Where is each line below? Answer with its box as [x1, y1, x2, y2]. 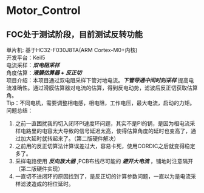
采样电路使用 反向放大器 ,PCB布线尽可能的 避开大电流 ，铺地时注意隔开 [15, 158, 193, 165]
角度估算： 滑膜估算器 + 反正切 [6, 69, 82, 76]
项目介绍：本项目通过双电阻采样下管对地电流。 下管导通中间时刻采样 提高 [6, 77, 189, 83]
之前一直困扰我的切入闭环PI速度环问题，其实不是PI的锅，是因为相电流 [15, 120, 190, 127]
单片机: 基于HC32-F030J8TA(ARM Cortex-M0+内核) [6, 47, 138, 53]
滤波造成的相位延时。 [20, 180, 74, 188]
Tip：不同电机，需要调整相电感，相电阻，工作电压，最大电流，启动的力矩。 [6, 99, 195, 106]
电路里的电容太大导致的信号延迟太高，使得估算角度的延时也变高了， [20, 128, 191, 134]
